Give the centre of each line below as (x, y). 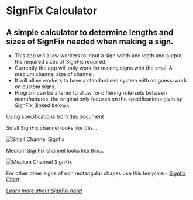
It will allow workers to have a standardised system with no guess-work (101, 80)
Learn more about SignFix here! (44, 191)
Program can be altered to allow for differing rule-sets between (91, 93)
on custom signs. (35, 87)
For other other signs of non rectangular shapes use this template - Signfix (96, 173)
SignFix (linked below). (42, 105)
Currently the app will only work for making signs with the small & (93, 68)
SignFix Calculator (52, 11)
